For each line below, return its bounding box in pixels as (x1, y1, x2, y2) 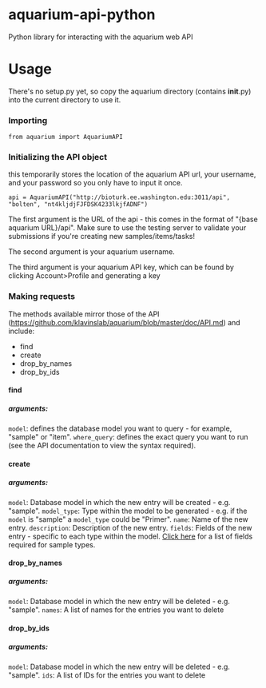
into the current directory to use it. (8, 94, 121, 105)
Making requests (8, 291, 76, 302)
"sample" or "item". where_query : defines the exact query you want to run (8, 432, 248, 442)
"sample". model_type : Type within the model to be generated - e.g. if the (8, 506, 248, 515)
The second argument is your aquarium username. (8, 247, 176, 257)
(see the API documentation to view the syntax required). (8, 441, 197, 451)
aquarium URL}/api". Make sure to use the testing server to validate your (8, 223, 247, 233)
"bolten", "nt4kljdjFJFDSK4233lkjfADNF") (8, 201, 149, 209)
